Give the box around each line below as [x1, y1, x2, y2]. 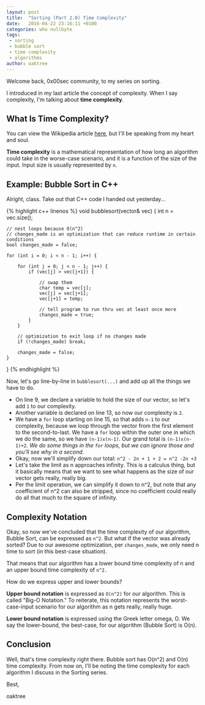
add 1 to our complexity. [15, 403, 76, 410]
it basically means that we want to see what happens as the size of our [15, 468, 194, 475]
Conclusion [6, 639, 51, 650]
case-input [6, 603, 34, 610]
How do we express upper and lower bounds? [6, 578, 122, 585]
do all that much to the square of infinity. [15, 494, 117, 502]
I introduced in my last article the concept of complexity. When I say [6, 89, 178, 96]
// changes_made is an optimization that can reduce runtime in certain [6, 231, 196, 237]
